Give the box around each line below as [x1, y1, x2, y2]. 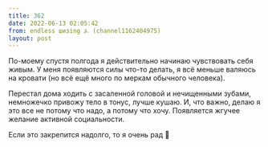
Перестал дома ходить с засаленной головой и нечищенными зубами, [8, 89, 251, 99]
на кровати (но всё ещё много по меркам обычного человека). [8, 73, 225, 83]
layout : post [8, 34, 52, 43]
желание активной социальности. [8, 114, 125, 125]
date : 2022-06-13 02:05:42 [8, 19, 99, 27]
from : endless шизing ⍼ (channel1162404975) [8, 27, 161, 35]
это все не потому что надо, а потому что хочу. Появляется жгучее [8, 106, 241, 116]
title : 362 [8, 11, 45, 20]
